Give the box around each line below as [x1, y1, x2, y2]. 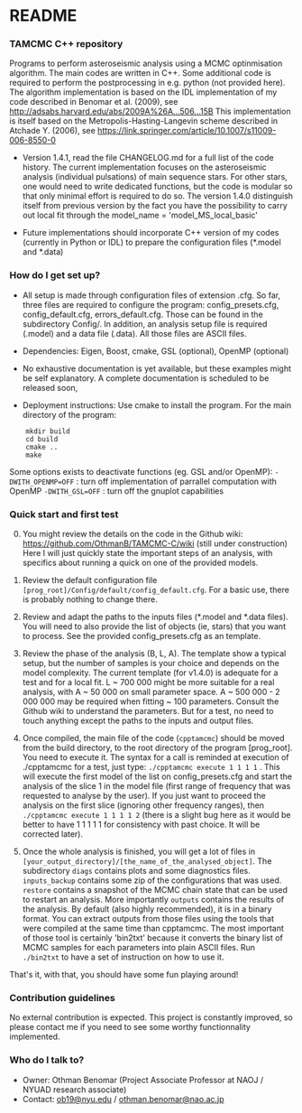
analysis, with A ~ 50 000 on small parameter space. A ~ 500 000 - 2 [22, 687, 281, 698]
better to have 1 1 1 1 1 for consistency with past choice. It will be [22, 819, 261, 830]
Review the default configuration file [22, 575, 158, 586]
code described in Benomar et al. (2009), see [9, 97, 178, 107]
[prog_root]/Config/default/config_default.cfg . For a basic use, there [22, 584, 290, 596]
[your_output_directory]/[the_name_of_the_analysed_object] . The [22, 856, 272, 867]
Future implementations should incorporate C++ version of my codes [22, 227, 279, 238]
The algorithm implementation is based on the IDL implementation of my [9, 87, 278, 97]
